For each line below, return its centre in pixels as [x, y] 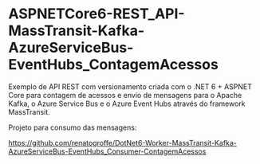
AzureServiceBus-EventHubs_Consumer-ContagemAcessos [107, 151]
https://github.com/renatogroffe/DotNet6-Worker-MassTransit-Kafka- [123, 143]
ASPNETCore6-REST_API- [97, 14]
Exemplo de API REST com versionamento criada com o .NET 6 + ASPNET [130, 86]
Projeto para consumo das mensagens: [73, 127]
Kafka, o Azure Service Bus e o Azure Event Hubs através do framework [127, 103]
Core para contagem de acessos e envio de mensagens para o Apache [125, 95]
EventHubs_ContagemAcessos [114, 65]
